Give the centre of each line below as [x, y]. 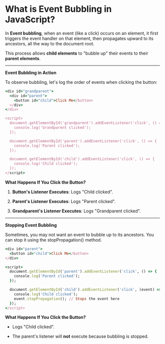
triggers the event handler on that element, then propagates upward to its [79, 38]
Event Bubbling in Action [31, 72]
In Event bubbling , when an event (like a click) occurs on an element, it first [82, 33]
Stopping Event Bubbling [31, 225]
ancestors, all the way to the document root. [50, 43]
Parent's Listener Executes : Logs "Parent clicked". [64, 201]
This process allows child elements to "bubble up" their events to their [77, 53]
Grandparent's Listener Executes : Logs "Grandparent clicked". [76, 211]
